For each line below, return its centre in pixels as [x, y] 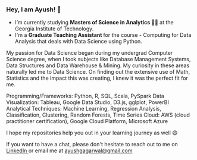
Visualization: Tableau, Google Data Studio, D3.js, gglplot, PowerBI [88, 102]
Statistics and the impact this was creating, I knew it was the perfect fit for [97, 78]
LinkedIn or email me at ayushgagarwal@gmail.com [69, 150]
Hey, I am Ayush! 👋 [34, 10]
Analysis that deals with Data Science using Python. [79, 42]
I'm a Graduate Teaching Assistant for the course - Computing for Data [103, 35]
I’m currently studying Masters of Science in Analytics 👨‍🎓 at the [94, 23]
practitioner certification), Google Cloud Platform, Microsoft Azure [87, 121]
